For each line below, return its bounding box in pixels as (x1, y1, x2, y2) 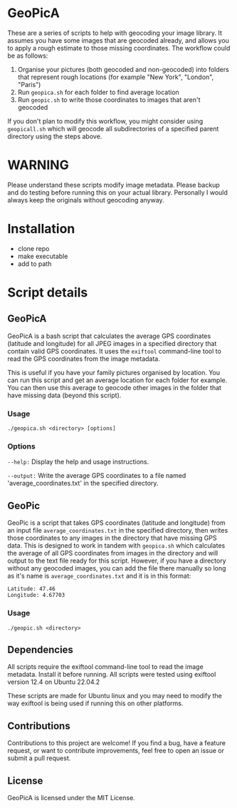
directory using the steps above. (7, 132, 102, 140)
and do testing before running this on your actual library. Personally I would (7, 188, 228, 197)
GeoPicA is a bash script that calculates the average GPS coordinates (7, 332, 211, 340)
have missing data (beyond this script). (7, 391, 122, 399)
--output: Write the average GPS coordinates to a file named (7, 471, 186, 480)
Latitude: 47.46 (7, 585, 56, 593)
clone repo (17, 244, 50, 252)
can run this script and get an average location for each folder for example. (7, 376, 228, 384)
